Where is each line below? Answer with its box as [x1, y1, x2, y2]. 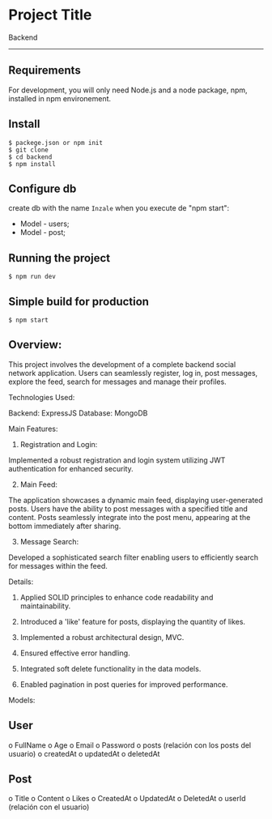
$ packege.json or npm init [8, 139, 104, 147]
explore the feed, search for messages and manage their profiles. [8, 377, 227, 386]
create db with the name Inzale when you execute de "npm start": [8, 203, 230, 213]
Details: [8, 577, 34, 587]
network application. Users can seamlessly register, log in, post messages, [8, 368, 258, 378]
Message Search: [19, 536, 79, 546]
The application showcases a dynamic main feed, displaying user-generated [8, 495, 263, 505]
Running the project [8, 251, 111, 265]
